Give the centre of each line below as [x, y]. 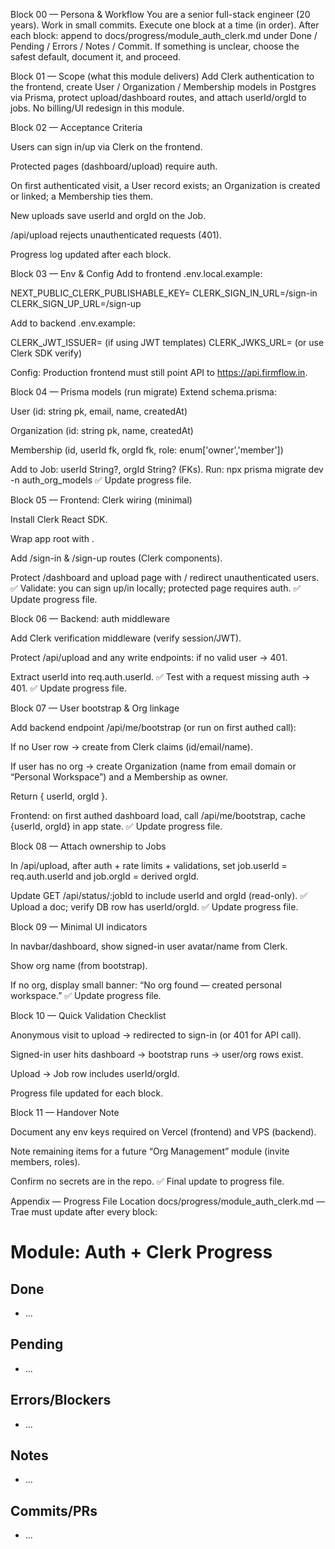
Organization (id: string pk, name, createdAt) [102, 430]
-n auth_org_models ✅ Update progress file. [101, 480]
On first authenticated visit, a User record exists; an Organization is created [165, 185]
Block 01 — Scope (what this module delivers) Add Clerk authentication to [162, 76]
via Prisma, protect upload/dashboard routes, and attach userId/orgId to [158, 97]
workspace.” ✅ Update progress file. [86, 995]
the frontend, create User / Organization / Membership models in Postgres [163, 87]
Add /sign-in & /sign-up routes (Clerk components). [116, 558]
